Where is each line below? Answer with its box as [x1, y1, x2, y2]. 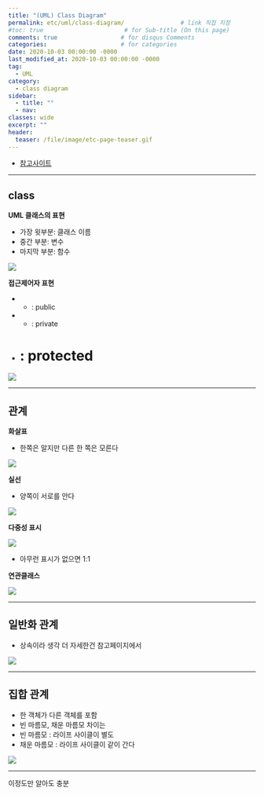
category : [8, 77, 41, 85]
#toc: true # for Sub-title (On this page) [8, 26, 230, 34]
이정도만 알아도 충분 [8, 779, 69, 788]
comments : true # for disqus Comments [8, 33, 195, 42]
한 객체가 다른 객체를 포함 [19, 710, 98, 720]
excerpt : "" [8, 121, 47, 129]
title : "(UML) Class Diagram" [8, 11, 108, 20]
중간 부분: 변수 [19, 237, 64, 247]
